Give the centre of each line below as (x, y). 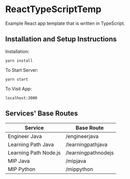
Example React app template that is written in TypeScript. (65, 23)
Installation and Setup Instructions (61, 39)
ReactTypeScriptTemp (53, 9)
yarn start (17, 79)
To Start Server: (22, 70)
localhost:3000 (21, 98)
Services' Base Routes (42, 114)
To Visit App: (19, 88)
